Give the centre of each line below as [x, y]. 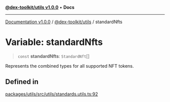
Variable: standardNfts [54, 42]
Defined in [22, 82]
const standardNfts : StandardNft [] [54, 56]
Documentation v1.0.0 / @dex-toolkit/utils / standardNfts [64, 22]
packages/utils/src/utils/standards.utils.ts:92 [52, 94]
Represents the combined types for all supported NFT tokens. [70, 66]
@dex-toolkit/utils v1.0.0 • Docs [40, 7]
